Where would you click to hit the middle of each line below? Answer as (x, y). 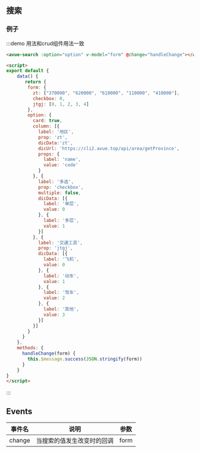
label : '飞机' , (61, 259)
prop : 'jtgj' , (55, 248)
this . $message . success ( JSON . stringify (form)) (85, 359)
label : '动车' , (61, 276)
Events (19, 411)
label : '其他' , (61, 309)
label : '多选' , (56, 181)
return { (35, 82)
